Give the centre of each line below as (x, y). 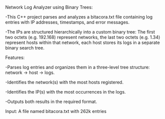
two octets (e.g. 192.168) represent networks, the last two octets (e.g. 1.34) (83, 37)
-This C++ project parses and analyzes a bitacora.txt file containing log (79, 17)
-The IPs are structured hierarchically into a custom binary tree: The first (80, 32)
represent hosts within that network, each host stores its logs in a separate (82, 42)
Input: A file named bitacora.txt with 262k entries (56, 111)
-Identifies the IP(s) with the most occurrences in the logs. (66, 92)
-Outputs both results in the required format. (51, 101)
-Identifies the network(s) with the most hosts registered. (64, 82)
